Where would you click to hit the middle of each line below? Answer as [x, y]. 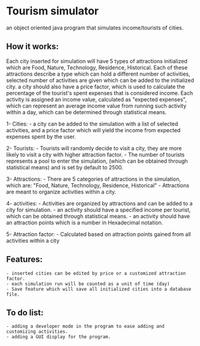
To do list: [25, 313]
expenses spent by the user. [41, 136]
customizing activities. [37, 332]
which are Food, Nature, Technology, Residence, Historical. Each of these [97, 67]
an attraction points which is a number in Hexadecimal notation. [85, 222]
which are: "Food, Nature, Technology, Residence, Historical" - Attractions [98, 185]
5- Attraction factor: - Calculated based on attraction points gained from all [99, 234]
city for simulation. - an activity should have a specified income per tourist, [99, 210]
